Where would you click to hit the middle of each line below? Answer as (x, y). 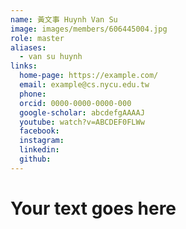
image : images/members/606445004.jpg (89, 29)
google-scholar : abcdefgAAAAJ (82, 112)
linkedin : (39, 150)
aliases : (28, 47)
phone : (33, 94)
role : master (37, 38)
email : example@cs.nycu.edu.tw (84, 85)
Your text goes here (93, 208)
